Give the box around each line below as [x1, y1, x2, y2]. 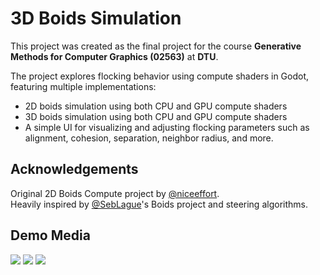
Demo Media [10, 227, 91, 244]
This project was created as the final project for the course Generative [10, 40, 302, 52]
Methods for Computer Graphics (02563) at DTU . [10, 50, 219, 62]
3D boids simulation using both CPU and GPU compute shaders [24, 110, 288, 122]
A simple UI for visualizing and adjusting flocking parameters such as [24, 121, 310, 133]
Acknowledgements [10, 161, 139, 178]
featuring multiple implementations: [10, 80, 157, 92]
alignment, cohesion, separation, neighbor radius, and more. [24, 132, 274, 144]
